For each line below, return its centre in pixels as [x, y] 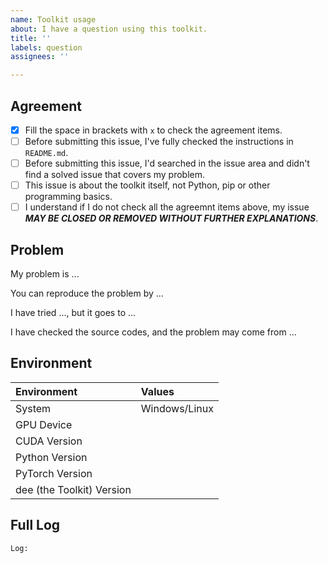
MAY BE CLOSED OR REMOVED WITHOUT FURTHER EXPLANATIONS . [171, 218]
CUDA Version [49, 441]
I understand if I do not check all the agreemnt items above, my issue [167, 207]
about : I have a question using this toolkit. [109, 29]
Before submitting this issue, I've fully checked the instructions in [159, 141]
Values [157, 391]
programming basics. [68, 197]
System [33, 408]
